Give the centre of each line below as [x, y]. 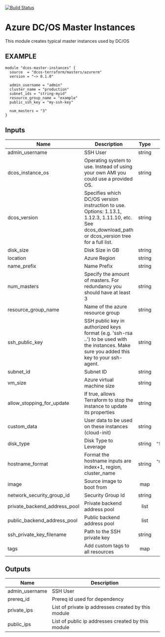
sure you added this [107, 351]
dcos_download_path [109, 230]
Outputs [18, 569]
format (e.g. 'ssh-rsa [108, 333]
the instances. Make [108, 345]
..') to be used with [106, 339]
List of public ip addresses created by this [100, 621]
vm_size [17, 382]
